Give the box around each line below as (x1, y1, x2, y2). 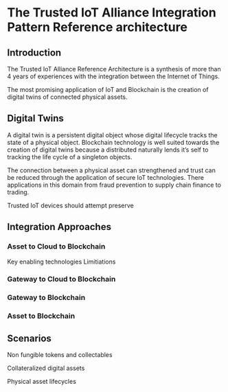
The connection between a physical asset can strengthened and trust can (7, 166, 216, 174)
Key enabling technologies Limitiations (7, 257, 116, 266)
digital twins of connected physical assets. (7, 93, 128, 101)
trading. (7, 187, 30, 196)
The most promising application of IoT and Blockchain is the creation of (7, 86, 209, 93)
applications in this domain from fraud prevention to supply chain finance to (7, 181, 222, 189)
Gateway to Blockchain (7, 293, 86, 303)
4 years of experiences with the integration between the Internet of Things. (7, 72, 220, 80)
